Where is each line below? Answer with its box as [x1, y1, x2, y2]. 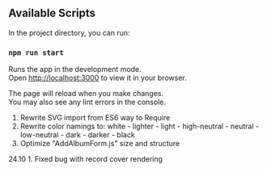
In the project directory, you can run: [8, 27, 130, 37]
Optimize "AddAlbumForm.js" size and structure [19, 139, 180, 149]
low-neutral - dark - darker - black [19, 130, 135, 140]
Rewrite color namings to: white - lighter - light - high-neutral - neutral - [19, 121, 260, 132]
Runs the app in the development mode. [8, 65, 142, 74]
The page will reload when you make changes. [8, 89, 164, 99]
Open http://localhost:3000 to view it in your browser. [8, 73, 188, 83]
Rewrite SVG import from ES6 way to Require [19, 113, 171, 123]
